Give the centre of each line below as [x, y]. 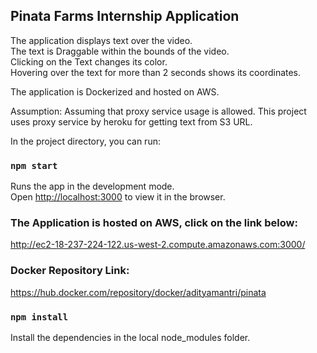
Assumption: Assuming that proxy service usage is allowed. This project [158, 111]
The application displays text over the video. [101, 40]
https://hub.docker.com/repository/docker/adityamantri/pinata [138, 292]
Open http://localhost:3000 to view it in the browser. [118, 197]
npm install [39, 317]
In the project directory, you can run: [85, 141]
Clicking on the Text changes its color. [89, 61]
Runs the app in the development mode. [92, 186]
